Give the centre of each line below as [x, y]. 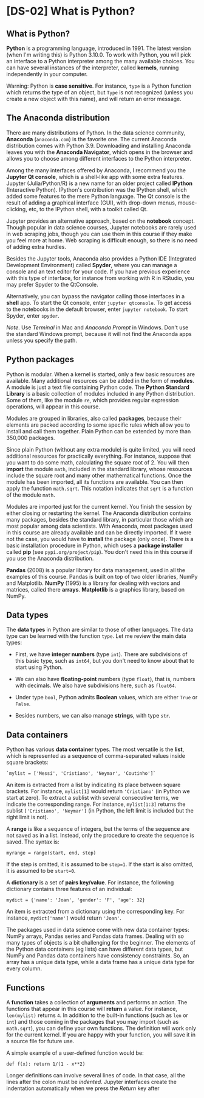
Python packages [40, 359]
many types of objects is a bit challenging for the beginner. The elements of [101, 943]
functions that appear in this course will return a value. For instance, [92, 1009]
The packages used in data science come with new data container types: [98, 930]
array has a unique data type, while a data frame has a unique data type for [100, 962]
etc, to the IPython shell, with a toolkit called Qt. [88, 209]
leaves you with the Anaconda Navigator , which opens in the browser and [100, 152]
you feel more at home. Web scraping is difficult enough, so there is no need [102, 240]
